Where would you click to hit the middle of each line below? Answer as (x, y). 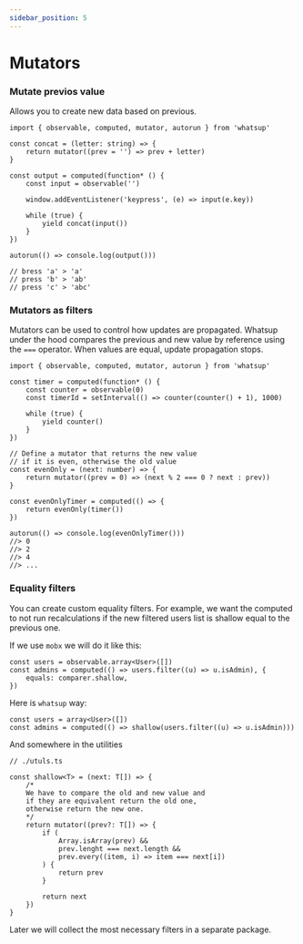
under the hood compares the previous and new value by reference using (147, 340)
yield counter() (73, 422)
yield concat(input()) (85, 224)
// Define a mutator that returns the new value (103, 454)
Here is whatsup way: (48, 703)
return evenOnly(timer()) (75, 510)
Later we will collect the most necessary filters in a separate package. (140, 929)
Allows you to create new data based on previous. (103, 111)
